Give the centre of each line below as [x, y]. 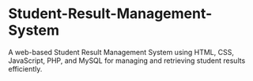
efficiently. [25, 68]
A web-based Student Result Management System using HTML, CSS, [121, 52]
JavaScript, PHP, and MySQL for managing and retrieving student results [127, 61]
